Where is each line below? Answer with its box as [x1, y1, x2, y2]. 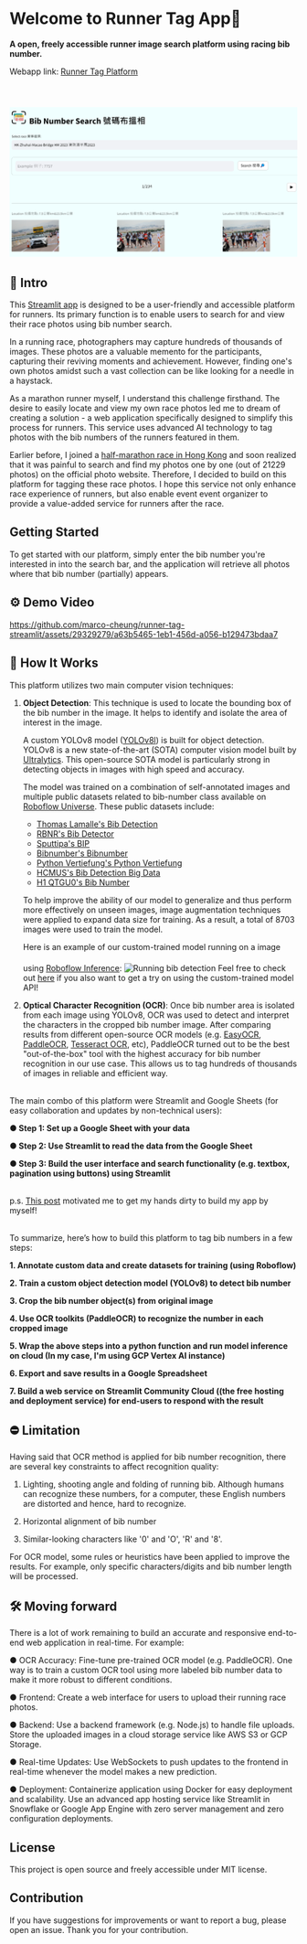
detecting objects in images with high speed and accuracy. [22, 764, 245, 774]
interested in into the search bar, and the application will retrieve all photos [9, 558, 291, 570]
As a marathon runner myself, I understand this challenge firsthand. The [9, 393, 281, 404]
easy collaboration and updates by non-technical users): [9, 1105, 222, 1116]
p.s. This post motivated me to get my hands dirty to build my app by [9, 1195, 269, 1206]
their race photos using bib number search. [9, 319, 173, 330]
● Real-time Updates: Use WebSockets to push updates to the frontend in [9, 1757, 289, 1768]
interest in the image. [22, 717, 103, 728]
